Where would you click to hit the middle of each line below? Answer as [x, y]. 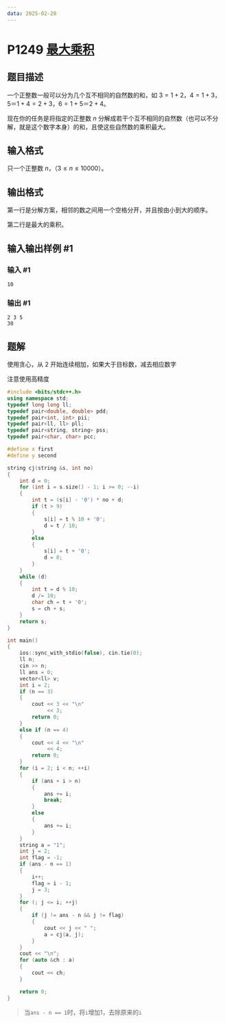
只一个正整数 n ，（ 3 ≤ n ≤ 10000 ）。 [57, 169]
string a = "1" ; [43, 845]
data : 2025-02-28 [32, 13]
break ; [53, 800]
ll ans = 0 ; [36, 672]
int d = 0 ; [35, 481]
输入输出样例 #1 [40, 248]
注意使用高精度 [28, 379]
